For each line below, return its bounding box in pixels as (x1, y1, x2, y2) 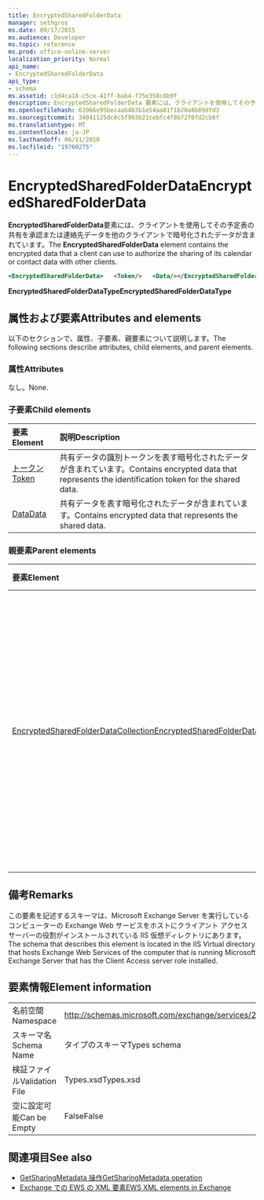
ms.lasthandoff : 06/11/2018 (8, 135, 101, 144)
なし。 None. (8, 382, 49, 393)
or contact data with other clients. (8, 257, 118, 267)
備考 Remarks (8, 888, 74, 902)
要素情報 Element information (8, 981, 152, 994)
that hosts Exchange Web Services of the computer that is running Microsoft (8, 947, 256, 957)
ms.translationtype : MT (8, 121, 86, 129)
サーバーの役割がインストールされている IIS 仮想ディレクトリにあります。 (8, 930, 246, 939)
